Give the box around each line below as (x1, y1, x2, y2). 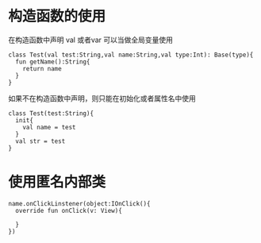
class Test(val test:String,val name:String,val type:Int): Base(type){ (8, 51, 254, 59)
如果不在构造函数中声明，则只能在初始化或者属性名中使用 (8, 93, 196, 103)
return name (22, 64, 62, 72)
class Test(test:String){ (8, 109, 94, 118)
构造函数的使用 (8, 7, 106, 25)
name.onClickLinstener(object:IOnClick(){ (8, 199, 151, 207)
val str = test (15, 137, 66, 145)
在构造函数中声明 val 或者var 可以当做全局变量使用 (8, 35, 173, 44)
